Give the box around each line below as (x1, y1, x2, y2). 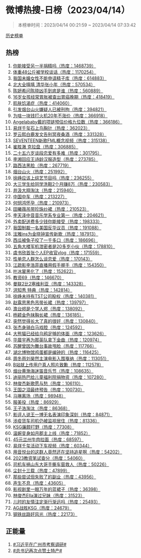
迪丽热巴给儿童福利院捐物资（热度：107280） (12, 374, 107, 380)
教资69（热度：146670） (12, 275, 64, 280)
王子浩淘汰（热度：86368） (12, 405, 70, 411)
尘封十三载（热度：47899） (12, 467, 70, 473)
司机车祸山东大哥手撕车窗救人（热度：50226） (12, 461, 109, 467)
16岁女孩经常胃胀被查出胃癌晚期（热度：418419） (12, 94, 115, 100)
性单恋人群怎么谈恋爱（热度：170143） (12, 256, 93, 262)
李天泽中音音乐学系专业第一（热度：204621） (12, 212, 107, 218)
